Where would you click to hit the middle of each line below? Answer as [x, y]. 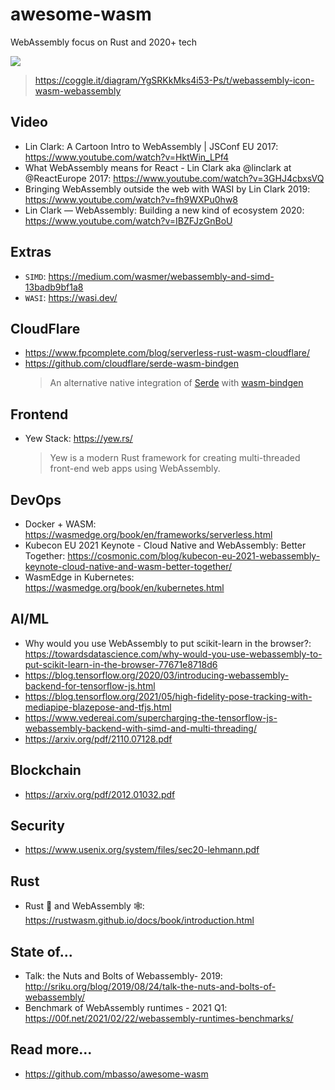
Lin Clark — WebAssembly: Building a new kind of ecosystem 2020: [164, 210]
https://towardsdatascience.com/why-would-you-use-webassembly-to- [173, 654]
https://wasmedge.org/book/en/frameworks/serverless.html [148, 534]
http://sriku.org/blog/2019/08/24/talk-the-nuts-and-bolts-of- [150, 987]
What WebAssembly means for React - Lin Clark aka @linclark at [158, 167]
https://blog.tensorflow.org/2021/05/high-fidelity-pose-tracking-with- [168, 696]
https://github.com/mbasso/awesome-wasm [116, 1074]
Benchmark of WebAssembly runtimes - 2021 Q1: [126, 1008]
